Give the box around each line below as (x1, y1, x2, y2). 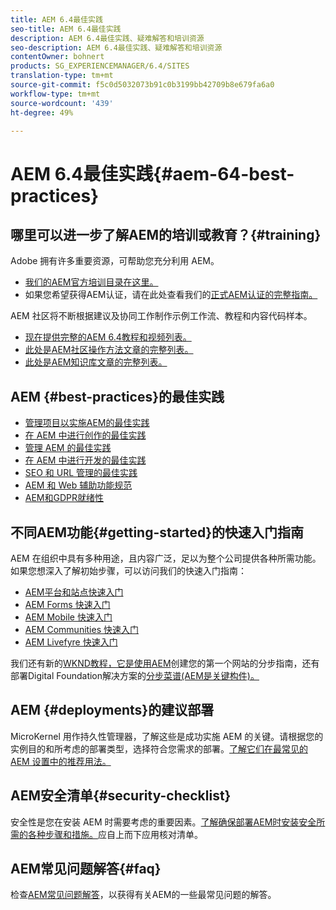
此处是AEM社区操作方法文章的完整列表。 (24, 344, 194, 356)
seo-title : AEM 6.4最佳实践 (10, 24, 122, 34)
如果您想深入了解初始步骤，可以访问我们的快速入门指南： (10, 565, 247, 576)
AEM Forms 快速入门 (24, 599, 111, 610)
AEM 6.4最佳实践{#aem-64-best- (10, 162, 295, 185)
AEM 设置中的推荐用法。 (10, 755, 112, 767)
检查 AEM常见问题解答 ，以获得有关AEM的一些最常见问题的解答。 (10, 889, 277, 901)
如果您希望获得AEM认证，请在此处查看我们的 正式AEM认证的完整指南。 (24, 289, 318, 301)
